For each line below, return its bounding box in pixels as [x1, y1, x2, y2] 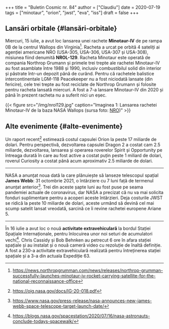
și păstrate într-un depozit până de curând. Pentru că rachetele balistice [5, 71, 154, 77]
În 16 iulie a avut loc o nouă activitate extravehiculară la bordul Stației [5, 225, 151, 231]
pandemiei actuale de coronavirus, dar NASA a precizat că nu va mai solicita [5, 189, 163, 195]
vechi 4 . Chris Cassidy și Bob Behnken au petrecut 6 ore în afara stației [5, 236, 151, 243]
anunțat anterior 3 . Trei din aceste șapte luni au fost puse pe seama [5, 183, 143, 190]
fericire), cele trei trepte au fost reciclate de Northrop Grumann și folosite [5, 81, 156, 87]
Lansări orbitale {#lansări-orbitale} [5, 24, 117, 33]
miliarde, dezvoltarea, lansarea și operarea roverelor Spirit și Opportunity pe [5, 147, 162, 153]
